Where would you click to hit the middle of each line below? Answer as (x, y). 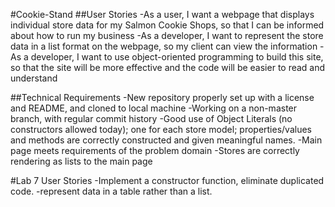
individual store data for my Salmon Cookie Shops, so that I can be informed (167, 25)
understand (34, 78)
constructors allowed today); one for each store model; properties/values (161, 129)
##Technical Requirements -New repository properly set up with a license (162, 97)
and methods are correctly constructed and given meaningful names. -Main (166, 140)
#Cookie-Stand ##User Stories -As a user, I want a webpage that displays (162, 14)
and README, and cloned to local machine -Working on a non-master (154, 108)
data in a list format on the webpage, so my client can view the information (164, 46)
